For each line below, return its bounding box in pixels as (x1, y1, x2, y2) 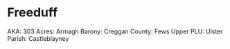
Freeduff (7, 5, 58, 20)
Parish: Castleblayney (7, 34, 69, 42)
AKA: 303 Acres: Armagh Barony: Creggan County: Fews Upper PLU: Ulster (7, 27, 223, 35)
